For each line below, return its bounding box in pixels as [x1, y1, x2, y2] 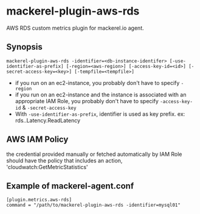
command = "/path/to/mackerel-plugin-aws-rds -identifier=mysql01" [6, 202, 181, 209]
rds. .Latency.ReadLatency [15, 116, 81, 124]
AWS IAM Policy [6, 135, 69, 145]
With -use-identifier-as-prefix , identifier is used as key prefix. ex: [15, 110, 185, 118]
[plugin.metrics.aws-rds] [6, 197, 72, 203]
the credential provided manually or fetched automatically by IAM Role [6, 150, 182, 158]
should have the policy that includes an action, [6, 156, 123, 164]
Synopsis [6, 42, 43, 52]
